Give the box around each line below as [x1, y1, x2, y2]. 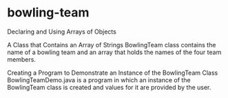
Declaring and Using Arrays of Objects [7, 27, 117, 36]
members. [7, 55, 37, 63]
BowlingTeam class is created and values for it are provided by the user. [7, 83, 211, 91]
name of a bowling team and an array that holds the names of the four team [7, 48, 222, 56]
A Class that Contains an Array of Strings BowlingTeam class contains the [7, 40, 216, 49]
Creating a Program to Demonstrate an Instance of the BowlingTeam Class [7, 69, 218, 77]
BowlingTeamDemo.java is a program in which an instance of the [7, 75, 191, 84]
